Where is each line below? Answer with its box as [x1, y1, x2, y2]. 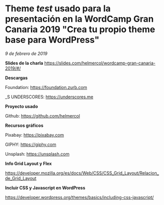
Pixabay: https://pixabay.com [5, 132, 64, 138]
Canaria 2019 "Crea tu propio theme [5, 24, 156, 35]
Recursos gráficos [5, 122, 44, 128]
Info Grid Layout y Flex [5, 160, 52, 166]
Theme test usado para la [5, 3, 111, 14]
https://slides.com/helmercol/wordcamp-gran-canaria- [44, 60, 156, 66]
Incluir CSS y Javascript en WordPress [5, 185, 85, 191]
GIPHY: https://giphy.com [5, 141, 56, 147]
